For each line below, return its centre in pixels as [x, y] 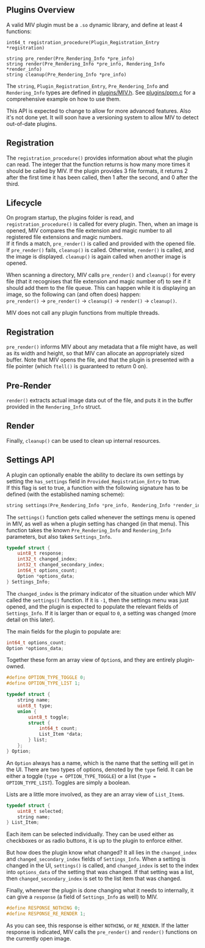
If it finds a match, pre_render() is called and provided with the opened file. [101, 243]
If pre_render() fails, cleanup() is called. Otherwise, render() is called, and [100, 250]
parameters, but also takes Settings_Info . [59, 536]
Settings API [31, 460]
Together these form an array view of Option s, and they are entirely [91, 660]
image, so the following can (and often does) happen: [74, 294]
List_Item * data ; [61, 734]
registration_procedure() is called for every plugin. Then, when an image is [102, 224]
